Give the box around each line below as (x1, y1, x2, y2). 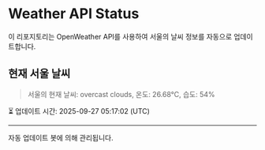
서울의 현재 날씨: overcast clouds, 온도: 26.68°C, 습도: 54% (27, 89, 215, 99)
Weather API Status (8, 5, 140, 23)
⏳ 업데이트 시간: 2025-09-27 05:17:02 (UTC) (8, 106, 150, 115)
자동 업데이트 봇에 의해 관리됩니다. (8, 133, 114, 142)
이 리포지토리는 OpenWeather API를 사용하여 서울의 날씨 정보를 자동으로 (8, 32, 233, 41)
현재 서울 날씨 (8, 67, 71, 81)
